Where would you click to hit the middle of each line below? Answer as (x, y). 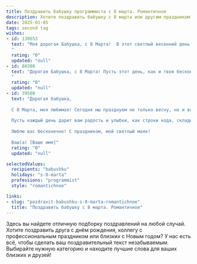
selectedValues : (26, 164)
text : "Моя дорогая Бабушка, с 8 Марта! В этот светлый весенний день (101, 45)
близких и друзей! (29, 255)
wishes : (16, 33)
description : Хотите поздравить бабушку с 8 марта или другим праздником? (99, 17)
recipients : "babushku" (40, 170)
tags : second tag (27, 28)
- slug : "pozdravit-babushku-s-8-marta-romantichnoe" (73, 202)
